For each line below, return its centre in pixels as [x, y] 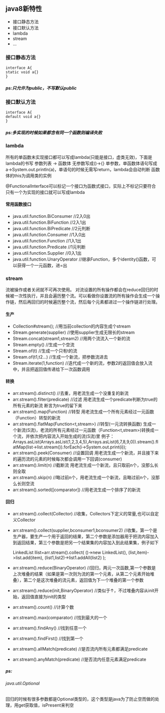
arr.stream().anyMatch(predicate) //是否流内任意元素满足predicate [79, 659]
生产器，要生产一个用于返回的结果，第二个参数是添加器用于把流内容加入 [85, 536]
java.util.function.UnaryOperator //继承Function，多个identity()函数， [82, 259]
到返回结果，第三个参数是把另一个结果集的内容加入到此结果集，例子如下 [85, 542]
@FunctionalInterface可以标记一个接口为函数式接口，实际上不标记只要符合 [81, 186]
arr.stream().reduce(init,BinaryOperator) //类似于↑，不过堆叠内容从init [83, 590]
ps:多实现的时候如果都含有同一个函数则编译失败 [54, 133]
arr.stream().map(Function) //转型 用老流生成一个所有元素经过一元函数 [83, 412]
